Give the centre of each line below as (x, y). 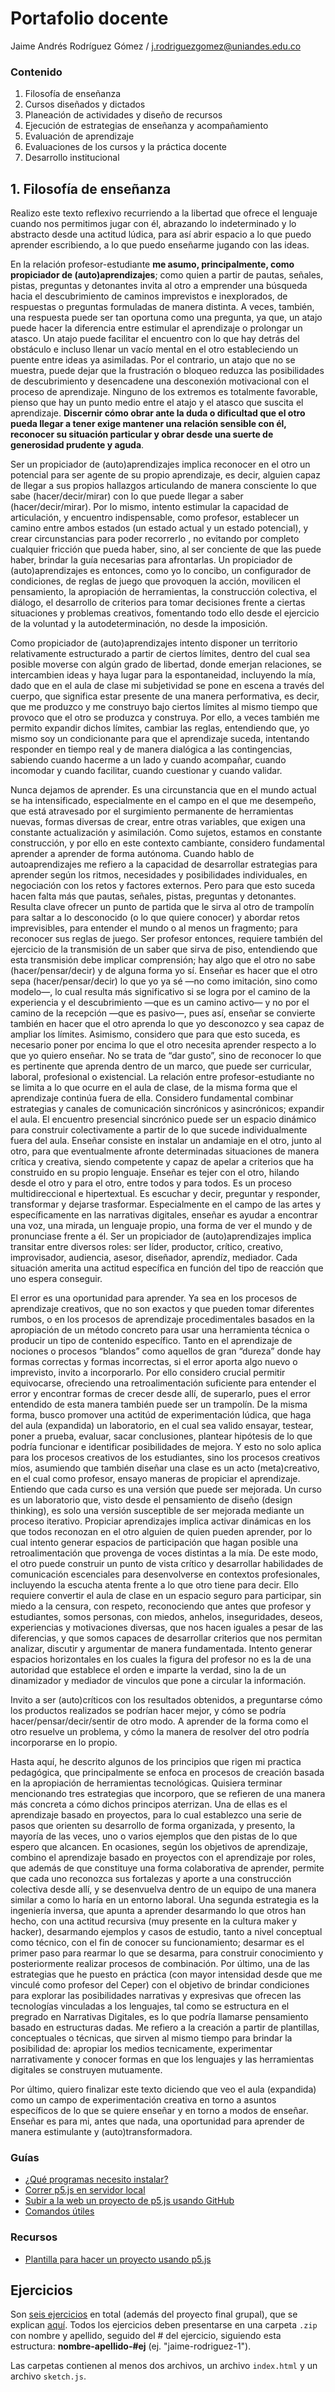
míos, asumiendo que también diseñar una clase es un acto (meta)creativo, (165, 1468)
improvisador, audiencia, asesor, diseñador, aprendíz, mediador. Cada (154, 1258)
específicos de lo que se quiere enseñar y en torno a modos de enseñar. (159, 2111)
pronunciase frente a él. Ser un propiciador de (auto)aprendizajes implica (161, 1236)
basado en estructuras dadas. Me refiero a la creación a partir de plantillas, (165, 2028)
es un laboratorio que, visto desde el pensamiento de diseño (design (151, 1500)
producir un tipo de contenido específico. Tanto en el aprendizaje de (151, 1341)
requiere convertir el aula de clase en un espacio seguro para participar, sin (166, 1596)
